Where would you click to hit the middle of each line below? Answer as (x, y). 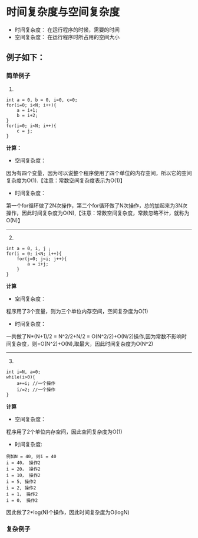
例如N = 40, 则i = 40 (31, 456)
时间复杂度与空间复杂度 (63, 12)
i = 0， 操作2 (22, 500)
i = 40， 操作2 (23, 463)
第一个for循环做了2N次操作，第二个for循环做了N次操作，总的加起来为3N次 (97, 205)
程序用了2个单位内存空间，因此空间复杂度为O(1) (64, 432)
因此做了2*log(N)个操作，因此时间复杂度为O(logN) (68, 512)
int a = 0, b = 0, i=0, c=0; (42, 100)
